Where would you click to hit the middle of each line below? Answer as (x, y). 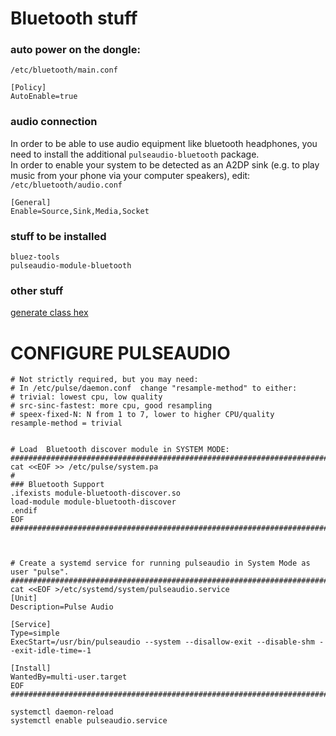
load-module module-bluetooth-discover (93, 502)
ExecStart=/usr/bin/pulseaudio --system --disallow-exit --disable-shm (162, 642)
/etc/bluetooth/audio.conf (66, 185)
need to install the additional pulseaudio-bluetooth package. (135, 154)
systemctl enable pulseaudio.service (89, 721)
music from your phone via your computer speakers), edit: (130, 175)
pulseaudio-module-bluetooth (71, 266)
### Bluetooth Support (57, 485)
